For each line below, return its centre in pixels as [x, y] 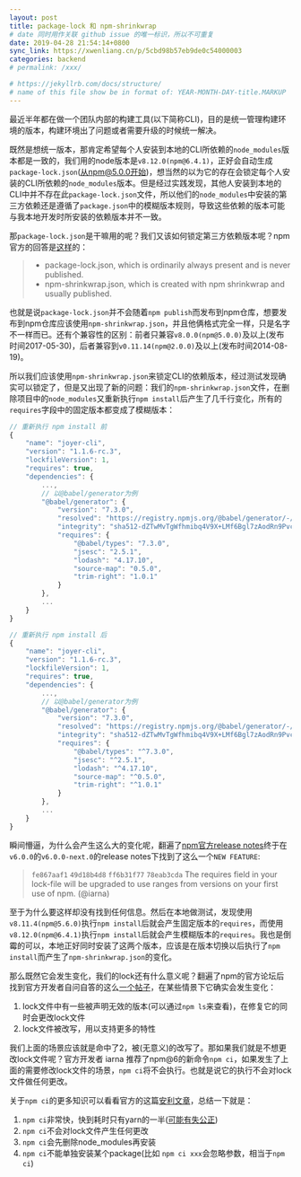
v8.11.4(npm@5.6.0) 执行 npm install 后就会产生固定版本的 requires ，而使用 [146, 923]
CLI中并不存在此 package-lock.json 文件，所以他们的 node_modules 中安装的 [144, 194]
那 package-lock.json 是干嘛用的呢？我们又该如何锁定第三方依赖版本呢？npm [150, 235]
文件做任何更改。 [41, 1081]
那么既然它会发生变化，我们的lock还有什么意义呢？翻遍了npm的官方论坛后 [147, 976]
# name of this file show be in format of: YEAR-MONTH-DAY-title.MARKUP [148, 92]
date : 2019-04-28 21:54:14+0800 [69, 43]
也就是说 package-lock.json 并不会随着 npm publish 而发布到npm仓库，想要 [144, 312]
